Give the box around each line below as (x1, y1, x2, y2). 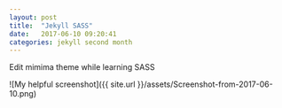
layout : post (9, 12, 58, 22)
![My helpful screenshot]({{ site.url (9, 79, 136, 89)
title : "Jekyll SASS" (9, 21, 93, 30)
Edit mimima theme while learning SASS (9, 62, 155, 73)
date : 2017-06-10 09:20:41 (9, 29, 117, 38)
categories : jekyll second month (9, 37, 133, 47)
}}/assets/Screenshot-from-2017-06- (137, 79, 273, 89)
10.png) (9, 89, 37, 99)
